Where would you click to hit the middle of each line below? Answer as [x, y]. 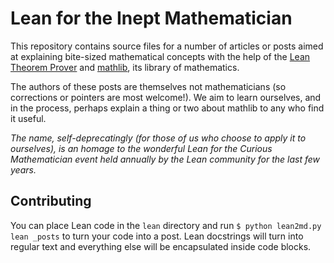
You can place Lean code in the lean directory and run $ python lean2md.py [166, 225]
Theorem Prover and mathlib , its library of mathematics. [125, 67]
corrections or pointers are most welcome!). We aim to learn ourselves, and [166, 97]
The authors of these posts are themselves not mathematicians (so [148, 86]
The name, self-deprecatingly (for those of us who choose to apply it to [158, 138]
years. [23, 169]
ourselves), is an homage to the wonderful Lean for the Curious [141, 148]
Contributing [51, 201]
